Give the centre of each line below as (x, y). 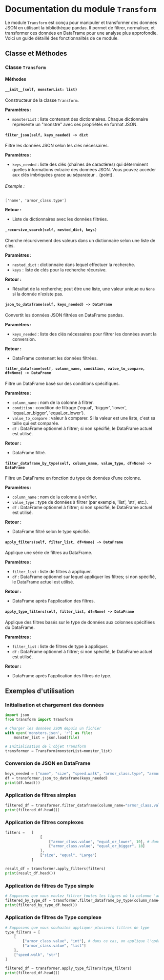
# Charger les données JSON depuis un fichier (53, 729)
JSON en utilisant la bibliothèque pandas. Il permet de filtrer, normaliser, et (80, 27)
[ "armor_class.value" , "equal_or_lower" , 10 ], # (99, 842)
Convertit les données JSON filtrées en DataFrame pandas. (64, 315)
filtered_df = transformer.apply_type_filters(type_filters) (69, 968)
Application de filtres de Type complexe (53, 917)
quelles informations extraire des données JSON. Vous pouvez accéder (84, 170)
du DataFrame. (20, 627)
